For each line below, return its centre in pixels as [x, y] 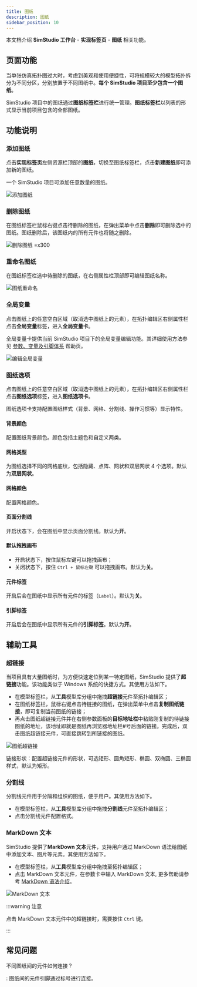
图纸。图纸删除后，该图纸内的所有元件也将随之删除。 [70, 233]
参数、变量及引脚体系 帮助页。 [49, 346]
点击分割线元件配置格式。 [45, 816]
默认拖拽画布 [21, 545]
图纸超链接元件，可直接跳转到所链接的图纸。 [74, 733]
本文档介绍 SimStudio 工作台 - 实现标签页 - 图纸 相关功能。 [78, 40]
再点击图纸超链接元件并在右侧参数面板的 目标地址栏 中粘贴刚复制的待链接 [102, 719]
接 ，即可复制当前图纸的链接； [50, 711]
